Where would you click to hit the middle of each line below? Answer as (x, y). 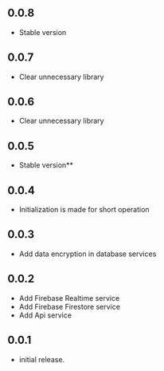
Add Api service (45, 315)
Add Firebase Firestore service (70, 306)
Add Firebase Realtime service (69, 298)
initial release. (42, 359)
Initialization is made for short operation (84, 210)
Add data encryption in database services (88, 254)
